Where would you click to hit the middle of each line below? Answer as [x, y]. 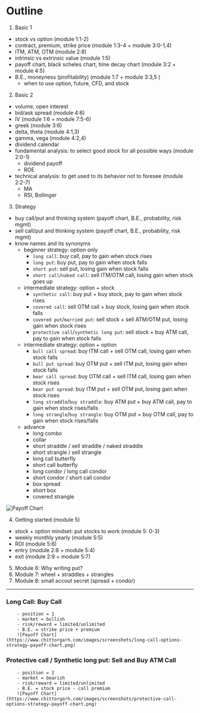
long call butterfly [54, 458]
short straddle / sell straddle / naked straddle [88, 446]
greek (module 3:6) [38, 125]
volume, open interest [41, 106]
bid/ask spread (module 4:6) [50, 113]
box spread [46, 484]
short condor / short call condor [72, 477]
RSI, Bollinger [40, 195]
